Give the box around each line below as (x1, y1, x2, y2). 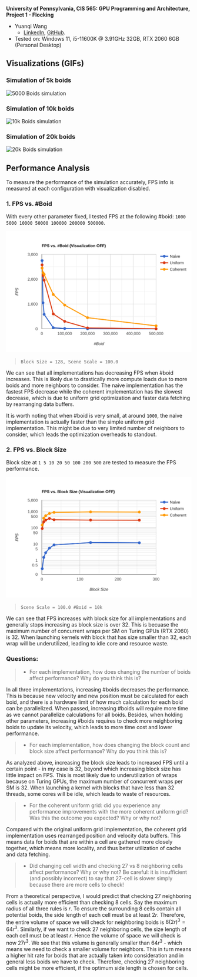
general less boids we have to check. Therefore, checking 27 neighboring (6, 958, 185, 965)
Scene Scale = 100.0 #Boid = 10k (20, 605, 103, 611)
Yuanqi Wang (14, 23, 47, 29)
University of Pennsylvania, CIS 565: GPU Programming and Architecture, (6, 5, 190, 12)
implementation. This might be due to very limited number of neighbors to (6, 424, 185, 431)
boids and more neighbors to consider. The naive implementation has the (6, 382, 183, 389)
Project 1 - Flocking (6, 11, 54, 18)
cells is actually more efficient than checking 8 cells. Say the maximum (6, 899, 178, 906)
